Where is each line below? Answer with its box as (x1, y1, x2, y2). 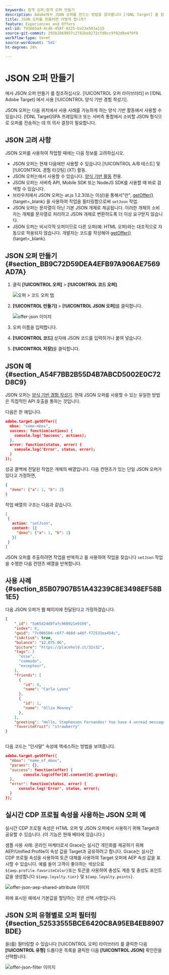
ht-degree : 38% (5, 45, 37, 50)
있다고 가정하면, (5, 472, 37, 478)
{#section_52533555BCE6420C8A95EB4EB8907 (5, 919, 164, 928)
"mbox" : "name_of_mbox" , (10, 758, 62, 763)
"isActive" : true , (14, 635, 53, 640)
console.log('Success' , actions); (14, 433, 87, 438)
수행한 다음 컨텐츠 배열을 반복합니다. (10, 560, 82, 566)
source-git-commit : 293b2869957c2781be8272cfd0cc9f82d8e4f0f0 (5, 31, 138, 36)
